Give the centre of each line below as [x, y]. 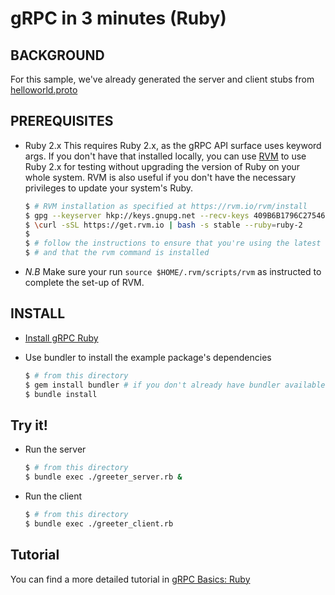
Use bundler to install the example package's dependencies [148, 357]
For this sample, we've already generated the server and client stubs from [162, 79]
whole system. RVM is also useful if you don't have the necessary [160, 177]
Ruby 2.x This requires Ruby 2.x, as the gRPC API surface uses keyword [173, 145]
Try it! [29, 425]
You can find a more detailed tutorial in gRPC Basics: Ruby [130, 579]
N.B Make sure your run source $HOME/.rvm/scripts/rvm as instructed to [173, 272]
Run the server [55, 449]
